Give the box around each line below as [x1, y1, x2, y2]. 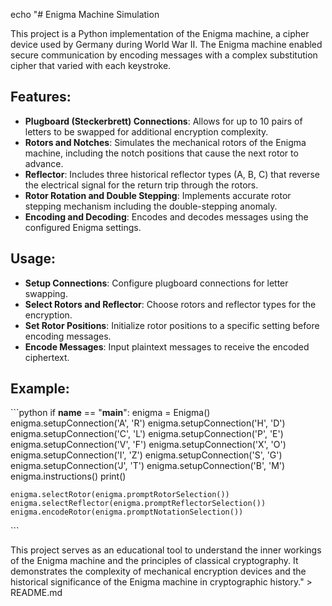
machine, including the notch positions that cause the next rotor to [24, 147, 299, 159]
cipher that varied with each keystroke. [10, 60, 172, 71]
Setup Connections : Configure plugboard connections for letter [24, 277, 289, 289]
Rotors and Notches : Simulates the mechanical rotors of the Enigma [24, 136, 307, 148]
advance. [24, 157, 64, 169]
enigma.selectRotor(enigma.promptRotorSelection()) [10, 490, 230, 500]
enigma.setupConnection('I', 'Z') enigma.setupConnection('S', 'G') [10, 449, 283, 461]
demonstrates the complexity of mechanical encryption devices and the [10, 565, 307, 578]
